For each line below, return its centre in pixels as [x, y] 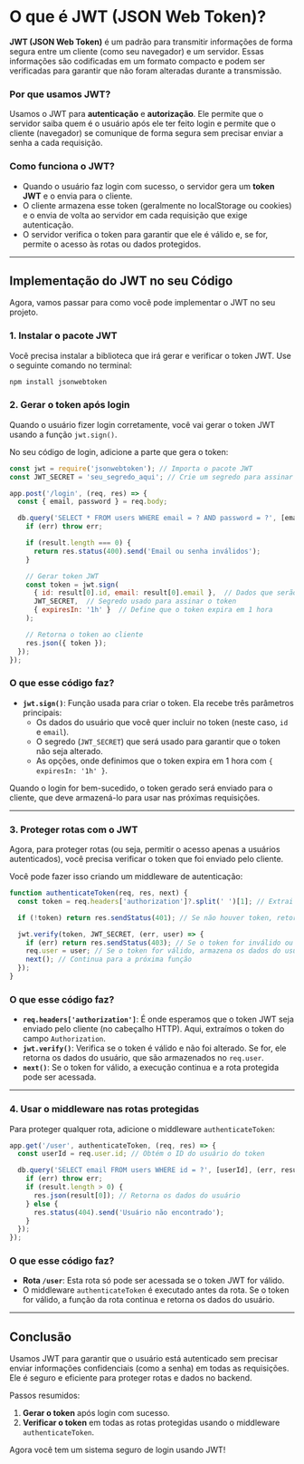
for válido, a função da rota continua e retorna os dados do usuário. [148, 1300]
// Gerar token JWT [62, 576]
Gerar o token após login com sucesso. [96, 1413]
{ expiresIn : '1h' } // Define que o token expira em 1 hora [153, 610]
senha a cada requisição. [56, 143]
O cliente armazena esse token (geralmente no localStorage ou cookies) [157, 205]
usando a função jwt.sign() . [63, 434]
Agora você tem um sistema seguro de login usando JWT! [118, 1450]
